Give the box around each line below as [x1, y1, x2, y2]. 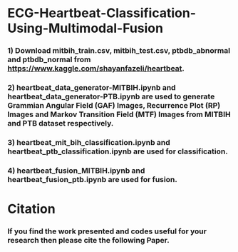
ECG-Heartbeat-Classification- [7, 5, 196, 21]
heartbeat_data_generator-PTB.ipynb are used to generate [7, 91, 215, 101]
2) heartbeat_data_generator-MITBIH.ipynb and [7, 83, 176, 93]
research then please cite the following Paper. [7, 235, 170, 245]
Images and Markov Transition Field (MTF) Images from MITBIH [7, 109, 231, 119]
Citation [7, 201, 56, 217]
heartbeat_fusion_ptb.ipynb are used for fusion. [7, 174, 178, 184]
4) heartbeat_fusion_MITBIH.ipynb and [7, 166, 145, 176]
